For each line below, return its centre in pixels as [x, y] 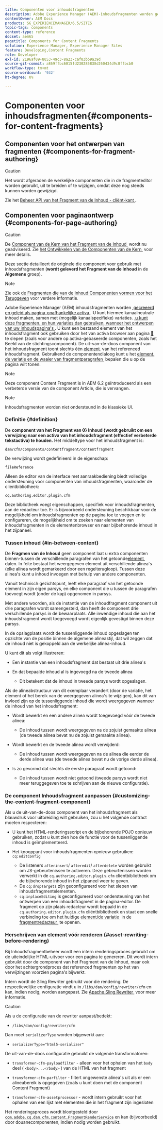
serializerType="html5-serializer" [48, 1045]
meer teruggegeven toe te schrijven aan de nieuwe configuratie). [84, 783]
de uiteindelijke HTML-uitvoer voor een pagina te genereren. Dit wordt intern [81, 957]
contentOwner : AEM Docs [29, 18]
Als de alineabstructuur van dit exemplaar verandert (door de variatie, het [78, 691]
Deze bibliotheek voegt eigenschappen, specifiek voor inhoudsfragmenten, [80, 504]
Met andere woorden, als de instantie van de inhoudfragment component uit [81, 603]
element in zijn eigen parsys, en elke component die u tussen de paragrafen [81, 589]
